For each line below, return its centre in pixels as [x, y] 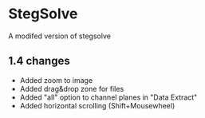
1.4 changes [39, 61]
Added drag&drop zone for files [72, 88]
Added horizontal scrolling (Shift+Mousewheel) [97, 105]
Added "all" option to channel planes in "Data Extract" [108, 97]
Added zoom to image [56, 80]
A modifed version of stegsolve [60, 36]
